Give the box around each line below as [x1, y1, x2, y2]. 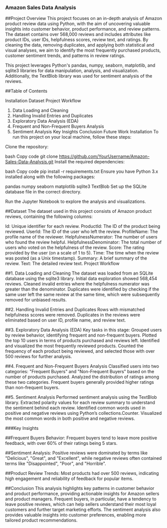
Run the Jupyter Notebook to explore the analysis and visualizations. [5, 198, 146, 204]
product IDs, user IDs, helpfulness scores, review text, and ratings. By [5, 37, 149, 43]
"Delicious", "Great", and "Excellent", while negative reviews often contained [5, 455, 162, 461]
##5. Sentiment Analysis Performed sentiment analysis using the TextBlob [5, 394, 157, 400]
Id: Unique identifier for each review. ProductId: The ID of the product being [5, 223, 161, 229]
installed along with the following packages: [5, 174, 96, 180]
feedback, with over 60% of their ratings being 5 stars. [5, 440, 118, 446]
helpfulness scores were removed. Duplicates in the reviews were [5, 312, 141, 318]
